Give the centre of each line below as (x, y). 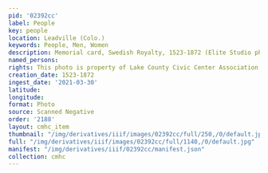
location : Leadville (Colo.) (57, 38)
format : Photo (32, 104)
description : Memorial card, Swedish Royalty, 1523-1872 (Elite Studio (130, 53)
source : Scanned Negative (51, 112)
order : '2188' (32, 120)
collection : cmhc (37, 156)
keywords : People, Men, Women (59, 45)
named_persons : (33, 61)
